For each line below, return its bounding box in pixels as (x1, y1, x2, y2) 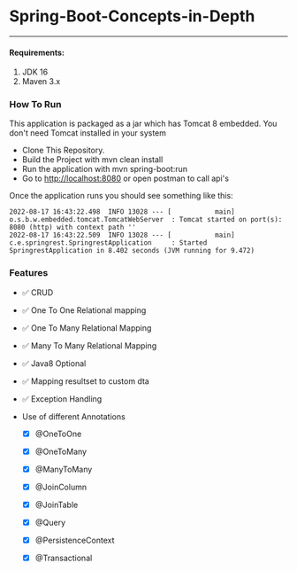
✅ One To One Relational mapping (21, 304, 147, 316)
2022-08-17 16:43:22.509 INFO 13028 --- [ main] (9, 231, 236, 240)
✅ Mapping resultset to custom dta (21, 375, 150, 387)
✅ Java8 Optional (21, 357, 87, 369)
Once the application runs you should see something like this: (9, 191, 233, 201)
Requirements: (9, 47, 65, 58)
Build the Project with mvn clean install (21, 154, 164, 165)
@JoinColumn (34, 481, 87, 492)
